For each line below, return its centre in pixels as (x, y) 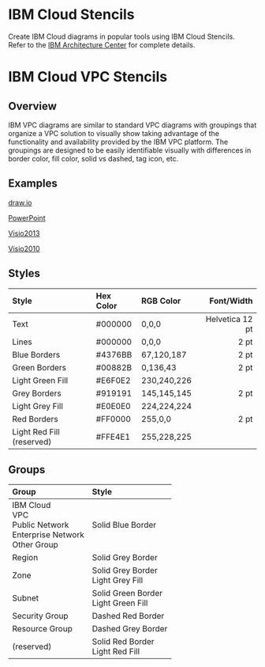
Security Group (40, 616)
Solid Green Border (127, 593)
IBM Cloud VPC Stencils (88, 77)
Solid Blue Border (124, 525)
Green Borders (39, 367)
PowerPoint (27, 218)
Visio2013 (24, 233)
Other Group (35, 545)
